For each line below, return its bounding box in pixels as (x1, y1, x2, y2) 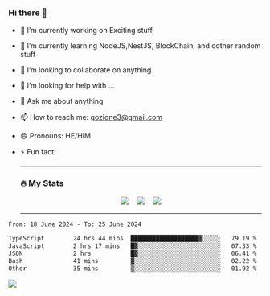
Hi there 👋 (8, 7, 48, 18)
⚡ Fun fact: (19, 147, 56, 157)
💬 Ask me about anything (19, 97, 104, 106)
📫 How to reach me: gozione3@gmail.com (19, 113, 163, 122)
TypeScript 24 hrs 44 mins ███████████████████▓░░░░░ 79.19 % (8, 235, 257, 243)
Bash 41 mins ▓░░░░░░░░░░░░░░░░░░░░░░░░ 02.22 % (8, 257, 257, 265)
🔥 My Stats (19, 178, 64, 189)
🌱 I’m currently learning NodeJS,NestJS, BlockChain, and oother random (19, 41, 261, 51)
